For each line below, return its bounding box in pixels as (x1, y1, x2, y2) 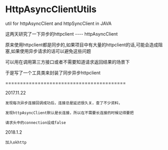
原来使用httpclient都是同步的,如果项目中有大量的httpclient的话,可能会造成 (5, 42, 158, 48)
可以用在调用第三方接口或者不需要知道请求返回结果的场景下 (5, 58, 130, 65)
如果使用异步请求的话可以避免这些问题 (11, 48, 91, 54)
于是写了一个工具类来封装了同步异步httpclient (5, 70, 100, 76)
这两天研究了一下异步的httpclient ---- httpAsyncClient (5, 31, 118, 37)
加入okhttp (5, 140, 27, 145)
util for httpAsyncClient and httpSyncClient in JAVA (5, 20, 112, 26)
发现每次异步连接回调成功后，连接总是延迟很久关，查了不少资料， (5, 100, 123, 105)
